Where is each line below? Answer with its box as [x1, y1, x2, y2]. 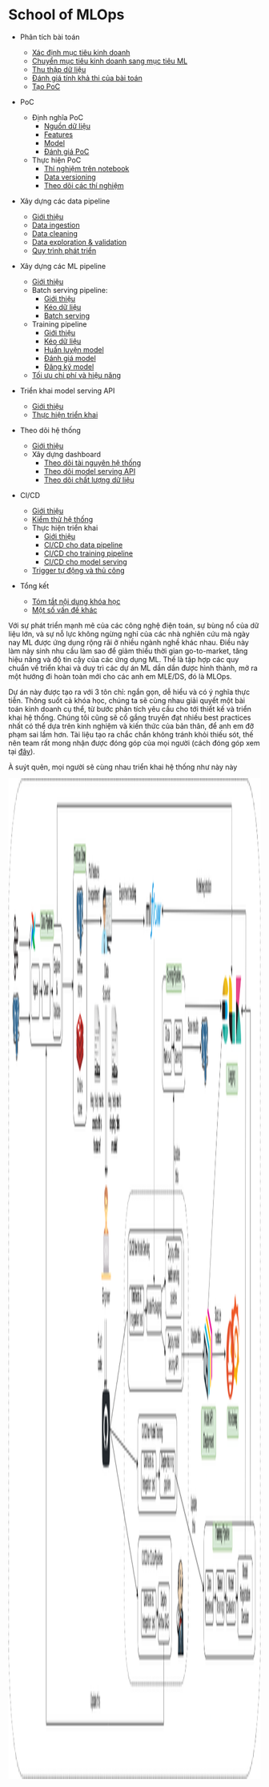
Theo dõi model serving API [43, 466, 136, 476]
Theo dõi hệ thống [19, 425, 82, 435]
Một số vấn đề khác [31, 604, 98, 614]
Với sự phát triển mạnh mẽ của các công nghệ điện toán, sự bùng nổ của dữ [8, 620, 259, 630]
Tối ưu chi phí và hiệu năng [31, 370, 122, 379]
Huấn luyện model [43, 344, 104, 354]
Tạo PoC [31, 82, 61, 91]
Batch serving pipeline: [31, 285, 108, 295]
